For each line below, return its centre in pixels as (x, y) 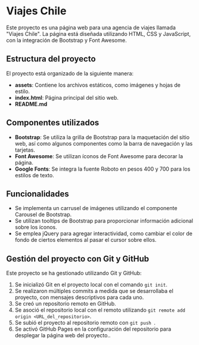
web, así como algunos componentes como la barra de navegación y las (104, 143)
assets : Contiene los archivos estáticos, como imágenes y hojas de (97, 85)
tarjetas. (25, 150)
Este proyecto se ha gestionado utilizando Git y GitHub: (74, 273)
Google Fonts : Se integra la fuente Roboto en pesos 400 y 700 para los (102, 169)
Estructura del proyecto (51, 59)
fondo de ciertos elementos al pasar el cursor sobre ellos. (85, 240)
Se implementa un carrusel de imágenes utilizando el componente (96, 208)
